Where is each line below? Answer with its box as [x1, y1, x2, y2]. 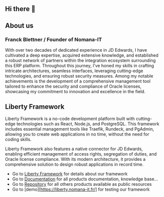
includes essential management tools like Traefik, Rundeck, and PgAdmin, [5, 126, 154, 132]
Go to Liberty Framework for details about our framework [12, 171, 128, 177]
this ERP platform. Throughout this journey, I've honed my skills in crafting [5, 63, 154, 69]
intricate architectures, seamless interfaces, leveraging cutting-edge [5, 68, 143, 74]
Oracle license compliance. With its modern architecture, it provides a [5, 156, 146, 162]
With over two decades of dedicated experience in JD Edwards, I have [5, 47, 147, 53]
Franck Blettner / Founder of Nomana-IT [5, 36, 102, 43]
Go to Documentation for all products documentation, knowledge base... [12, 176, 158, 182]
